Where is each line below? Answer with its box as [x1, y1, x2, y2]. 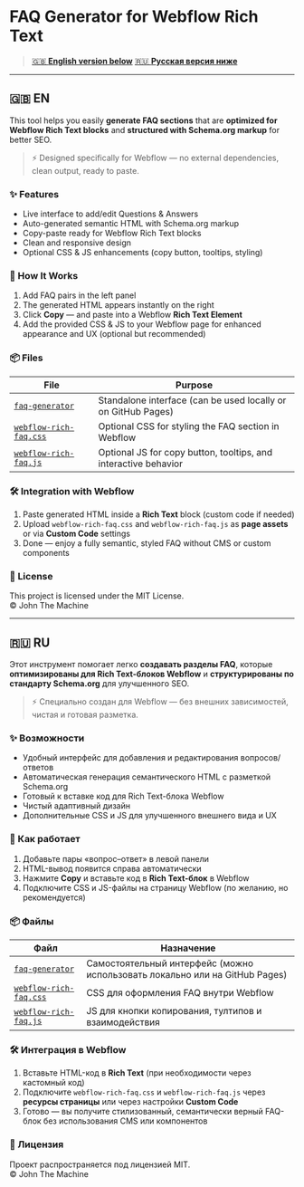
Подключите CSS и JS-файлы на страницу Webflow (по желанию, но [22, 882, 289, 893]
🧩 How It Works [9, 269, 79, 282]
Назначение [160, 942, 216, 954]
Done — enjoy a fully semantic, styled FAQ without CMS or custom [22, 537, 271, 549]
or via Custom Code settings [22, 528, 131, 539]
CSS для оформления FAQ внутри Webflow [85, 986, 274, 999]
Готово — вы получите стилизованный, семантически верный [22, 1106, 264, 1117]
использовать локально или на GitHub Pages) [85, 968, 288, 981]
